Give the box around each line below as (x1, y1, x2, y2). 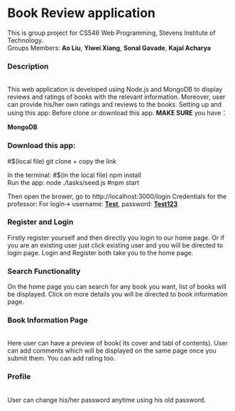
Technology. (7, 36, 44, 44)
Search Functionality (7, 266, 81, 276)
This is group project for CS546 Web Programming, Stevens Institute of (7, 28, 216, 37)
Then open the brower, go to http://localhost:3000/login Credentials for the (7, 192, 227, 201)
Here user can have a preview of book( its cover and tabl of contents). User (7, 339, 229, 348)
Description (7, 61, 49, 71)
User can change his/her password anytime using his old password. (7, 395, 206, 404)
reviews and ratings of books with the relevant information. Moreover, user (7, 92, 226, 101)
